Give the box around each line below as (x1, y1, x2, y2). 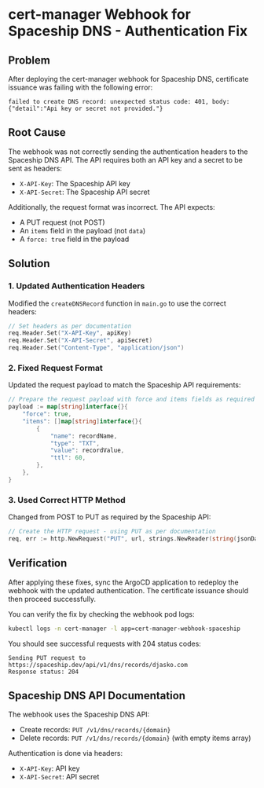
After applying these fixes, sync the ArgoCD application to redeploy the (8, 577, 239, 587)
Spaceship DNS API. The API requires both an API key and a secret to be (8, 155, 244, 164)
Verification (8, 556, 68, 570)
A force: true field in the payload (19, 234, 130, 244)
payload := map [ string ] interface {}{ (8, 403, 128, 411)
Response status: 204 (8, 668, 79, 676)
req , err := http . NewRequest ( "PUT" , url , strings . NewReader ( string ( (8, 534, 237, 543)
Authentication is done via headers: (8, 749, 123, 758)
